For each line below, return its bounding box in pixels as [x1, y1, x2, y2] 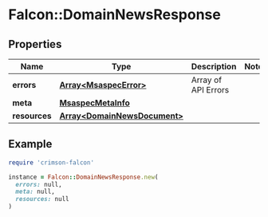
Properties [8, 37, 62, 51]
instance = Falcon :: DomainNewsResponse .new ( [8, 173, 159, 181]
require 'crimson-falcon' [8, 158, 94, 167]
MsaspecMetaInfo [59, 97, 130, 108]
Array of [191, 74, 222, 85]
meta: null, [15, 187, 56, 196]
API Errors [191, 85, 230, 95]
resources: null [15, 195, 69, 203]
